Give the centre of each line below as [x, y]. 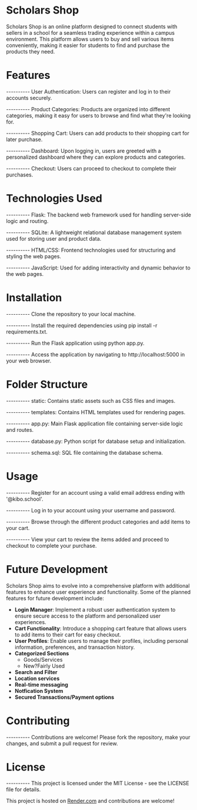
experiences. [30, 622]
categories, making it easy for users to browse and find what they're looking [98, 115]
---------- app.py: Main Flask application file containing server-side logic [95, 424]
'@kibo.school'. [25, 499]
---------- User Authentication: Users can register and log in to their [89, 91]
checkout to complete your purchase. [51, 545]
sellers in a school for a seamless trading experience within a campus [91, 32]
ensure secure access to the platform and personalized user [88, 616]
